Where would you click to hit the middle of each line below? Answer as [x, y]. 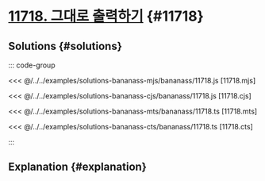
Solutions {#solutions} [65, 46]
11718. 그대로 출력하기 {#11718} [106, 16]
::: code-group [32, 65]
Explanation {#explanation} [77, 167]
